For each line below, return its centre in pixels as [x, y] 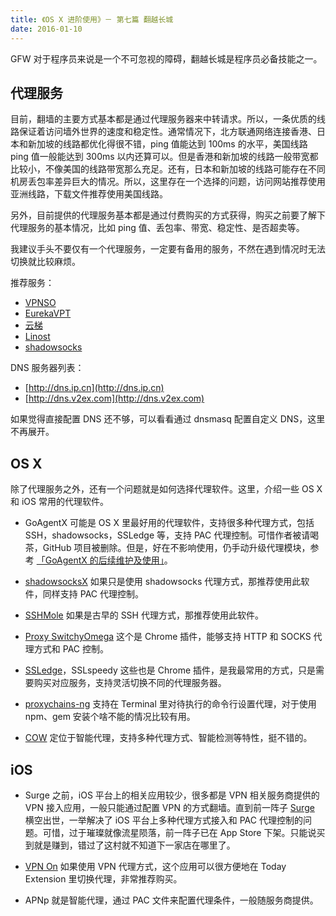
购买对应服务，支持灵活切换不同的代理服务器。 [130, 683]
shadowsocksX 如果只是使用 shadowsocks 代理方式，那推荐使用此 [163, 582]
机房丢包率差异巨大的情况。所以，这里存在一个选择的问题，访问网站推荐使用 [168, 182]
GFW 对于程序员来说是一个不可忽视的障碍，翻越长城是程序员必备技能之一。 [166, 58]
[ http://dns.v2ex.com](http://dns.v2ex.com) [114, 398]
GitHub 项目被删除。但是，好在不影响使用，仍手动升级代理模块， [176, 548]
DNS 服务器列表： [47, 368]
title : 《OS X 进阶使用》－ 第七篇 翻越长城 [92, 19]
